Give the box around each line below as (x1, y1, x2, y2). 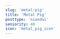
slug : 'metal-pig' (5, 7, 44, 13)
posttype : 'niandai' (5, 17, 49, 22)
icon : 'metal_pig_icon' (5, 26, 56, 31)
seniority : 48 (5, 21, 36, 27)
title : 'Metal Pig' (5, 12, 47, 17)
